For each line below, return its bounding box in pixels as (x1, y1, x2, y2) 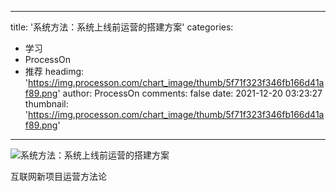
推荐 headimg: (24, 66, 85, 77)
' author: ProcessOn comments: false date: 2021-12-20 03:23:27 (57, 87, 323, 99)
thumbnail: (24, 98, 69, 110)
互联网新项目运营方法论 (10, 171, 107, 182)
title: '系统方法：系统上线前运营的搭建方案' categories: (10, 21, 234, 33)
